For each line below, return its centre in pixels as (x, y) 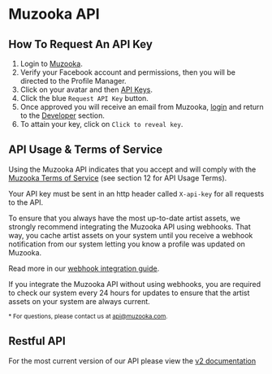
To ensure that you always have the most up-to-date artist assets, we (125, 218)
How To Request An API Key (80, 44)
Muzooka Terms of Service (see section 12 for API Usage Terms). (118, 178)
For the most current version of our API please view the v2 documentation (132, 361)
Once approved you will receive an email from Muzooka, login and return (142, 107)
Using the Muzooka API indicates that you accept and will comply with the (132, 169)
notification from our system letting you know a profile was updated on (127, 244)
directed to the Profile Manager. (73, 81)
